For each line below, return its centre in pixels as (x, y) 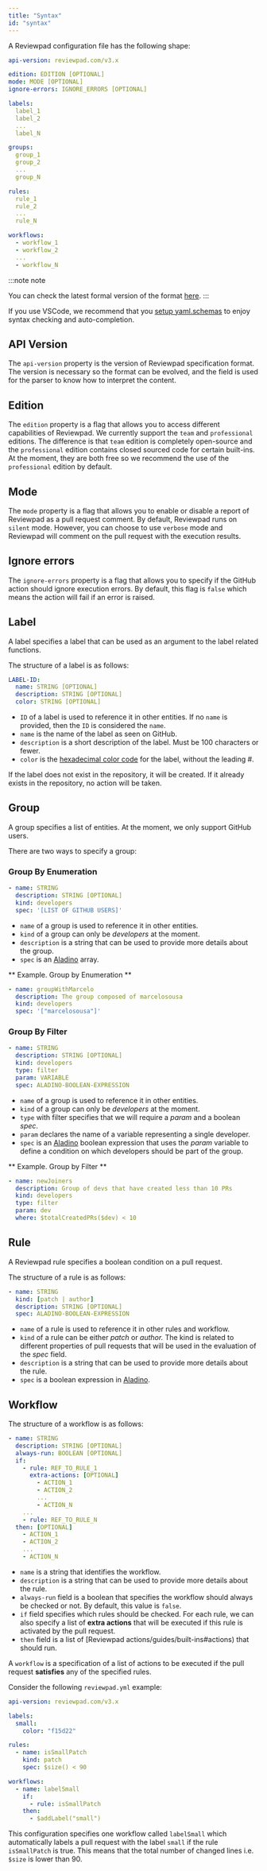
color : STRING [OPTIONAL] (58, 702)
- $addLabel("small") (65, 1819)
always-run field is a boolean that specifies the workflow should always (136, 1597)
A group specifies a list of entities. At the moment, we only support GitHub (130, 827)
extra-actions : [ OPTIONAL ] (74, 1475)
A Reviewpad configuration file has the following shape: (99, 45)
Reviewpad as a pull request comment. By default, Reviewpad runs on (123, 519)
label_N (28, 133)
